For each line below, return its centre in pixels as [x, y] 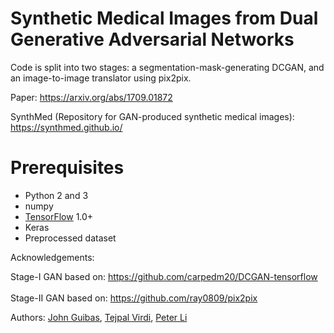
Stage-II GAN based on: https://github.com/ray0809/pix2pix [134, 298]
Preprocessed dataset [70, 238]
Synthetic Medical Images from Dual [164, 18]
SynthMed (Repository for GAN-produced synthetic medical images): [152, 116]
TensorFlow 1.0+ [59, 216]
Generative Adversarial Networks [152, 39]
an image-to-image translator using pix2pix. [101, 78]
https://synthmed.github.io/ [66, 127]
